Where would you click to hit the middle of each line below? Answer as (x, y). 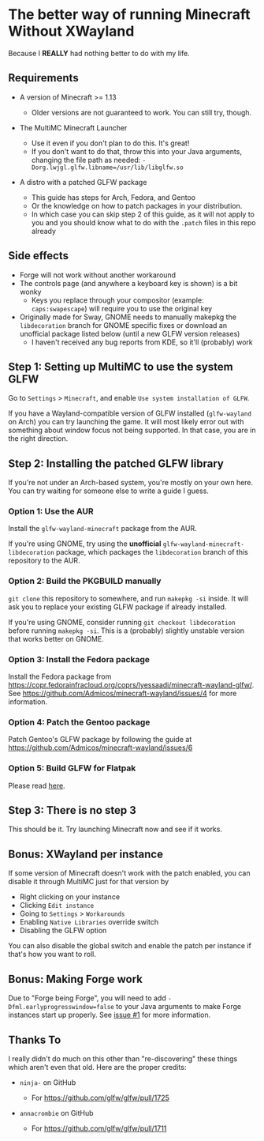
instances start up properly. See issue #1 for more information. (110, 1015)
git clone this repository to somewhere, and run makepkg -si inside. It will (128, 598)
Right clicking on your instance (70, 897)
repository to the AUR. (44, 561)
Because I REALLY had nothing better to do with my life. (99, 53)
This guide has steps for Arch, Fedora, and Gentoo (113, 197)
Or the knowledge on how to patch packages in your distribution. (137, 205)
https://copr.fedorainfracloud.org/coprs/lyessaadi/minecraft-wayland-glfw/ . (131, 685)
